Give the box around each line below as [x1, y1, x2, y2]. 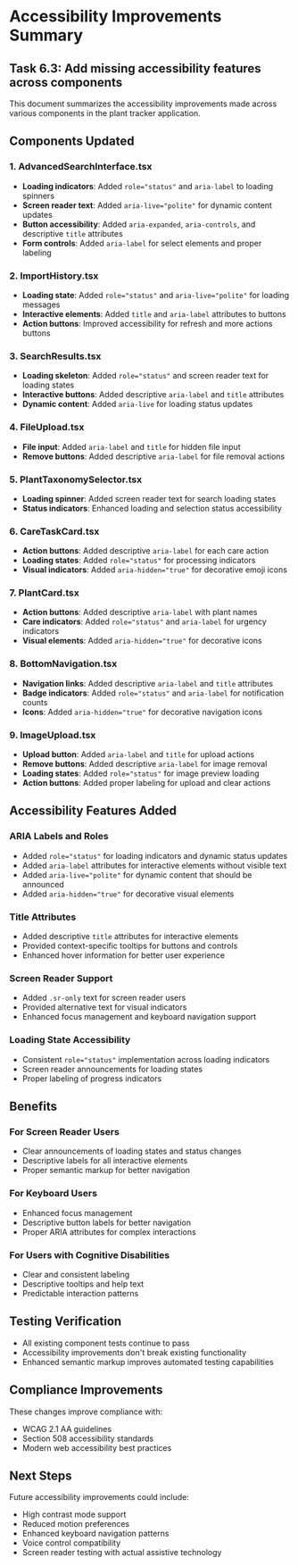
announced [21, 879, 64, 889]
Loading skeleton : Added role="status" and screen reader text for [21, 371, 269, 381]
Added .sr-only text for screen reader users [21, 993, 186, 1004]
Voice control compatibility [21, 1537, 121, 1548]
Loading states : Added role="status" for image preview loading [21, 768, 261, 779]
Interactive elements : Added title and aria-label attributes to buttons [21, 308, 287, 319]
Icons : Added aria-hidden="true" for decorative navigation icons [21, 706, 263, 717]
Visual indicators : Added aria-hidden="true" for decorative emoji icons [21, 564, 288, 575]
